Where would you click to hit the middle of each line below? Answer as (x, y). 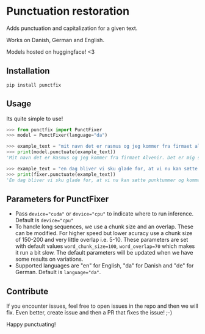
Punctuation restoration (68, 11)
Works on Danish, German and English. (56, 40)
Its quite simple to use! (35, 118)
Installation (28, 71)
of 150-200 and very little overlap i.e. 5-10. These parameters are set (102, 240)
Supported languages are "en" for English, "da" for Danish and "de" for (104, 266)
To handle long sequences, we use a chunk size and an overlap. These (104, 227)
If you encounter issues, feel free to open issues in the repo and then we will (102, 306)
